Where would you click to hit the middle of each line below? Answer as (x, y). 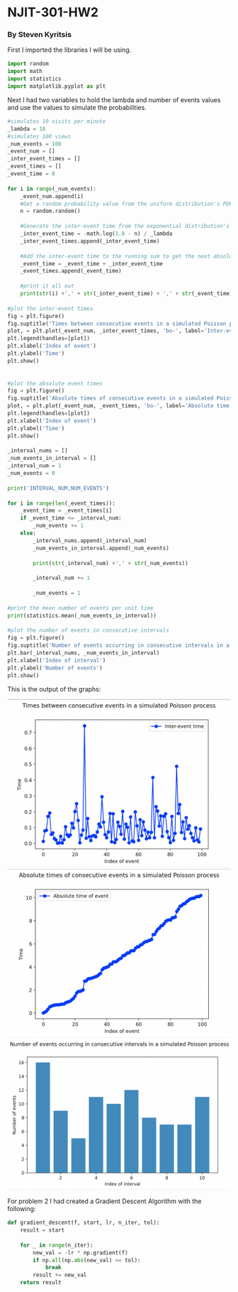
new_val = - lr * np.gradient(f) (81, 1253)
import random (28, 64)
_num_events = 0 (31, 473)
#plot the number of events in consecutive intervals (89, 630)
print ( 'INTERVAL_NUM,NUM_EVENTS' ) (58, 488)
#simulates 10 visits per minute (57, 121)
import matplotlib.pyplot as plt (57, 87)
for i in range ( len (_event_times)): (61, 503)
